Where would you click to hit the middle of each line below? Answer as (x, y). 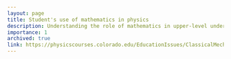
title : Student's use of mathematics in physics (78, 20)
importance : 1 (27, 32)
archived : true (29, 39)
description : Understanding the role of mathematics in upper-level (107, 26)
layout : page (26, 13)
